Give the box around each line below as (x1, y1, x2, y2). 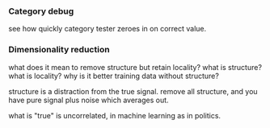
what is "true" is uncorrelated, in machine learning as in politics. (8, 110, 221, 120)
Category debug (8, 6, 74, 17)
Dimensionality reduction (8, 44, 111, 56)
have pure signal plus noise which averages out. (8, 95, 169, 105)
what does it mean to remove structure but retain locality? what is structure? (8, 62, 263, 72)
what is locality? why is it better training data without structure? (8, 71, 220, 81)
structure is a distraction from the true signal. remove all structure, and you (8, 86, 258, 96)
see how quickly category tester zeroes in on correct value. (8, 24, 207, 34)
